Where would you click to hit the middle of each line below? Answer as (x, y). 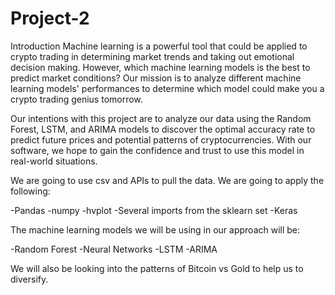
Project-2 (50, 18)
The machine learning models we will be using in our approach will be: (155, 229)
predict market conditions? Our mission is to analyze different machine (156, 78)
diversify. (29, 279)
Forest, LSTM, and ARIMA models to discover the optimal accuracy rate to (163, 129)
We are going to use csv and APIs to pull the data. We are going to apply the (167, 180)
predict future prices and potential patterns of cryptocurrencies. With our (161, 139)
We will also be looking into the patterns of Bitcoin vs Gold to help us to (157, 268)
